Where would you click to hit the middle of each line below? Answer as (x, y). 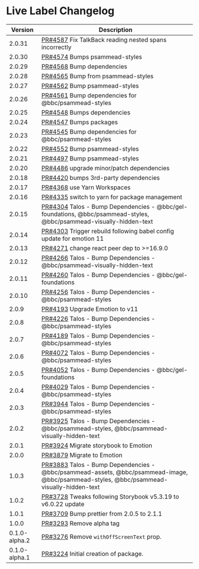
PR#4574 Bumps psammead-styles (92, 56)
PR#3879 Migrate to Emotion (82, 455)
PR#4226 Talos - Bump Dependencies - (98, 319)
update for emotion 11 (73, 239)
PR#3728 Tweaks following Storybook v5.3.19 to (110, 497)
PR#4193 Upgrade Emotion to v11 (89, 309)
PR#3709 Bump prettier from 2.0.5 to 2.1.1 (102, 513)
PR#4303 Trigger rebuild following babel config (108, 231)
